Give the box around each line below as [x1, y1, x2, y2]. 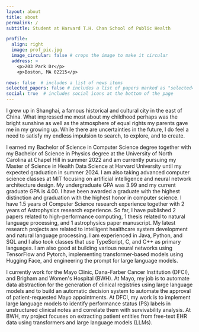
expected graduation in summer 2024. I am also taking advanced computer [6, 169, 190, 175]
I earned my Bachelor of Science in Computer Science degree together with [6, 143, 191, 151]
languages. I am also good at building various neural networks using [6, 244, 173, 251]
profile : [6, 36, 28, 42]
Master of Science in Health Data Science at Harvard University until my [6, 162, 182, 170]
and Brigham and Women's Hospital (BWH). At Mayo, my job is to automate [6, 275, 190, 282]
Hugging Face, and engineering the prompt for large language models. [6, 257, 179, 264]
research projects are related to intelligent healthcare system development [6, 226, 188, 232]
